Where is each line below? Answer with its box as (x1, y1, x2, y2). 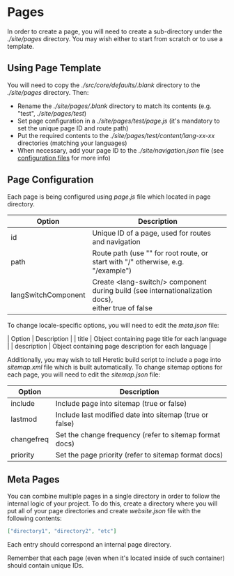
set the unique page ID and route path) (17, 123, 129, 132)
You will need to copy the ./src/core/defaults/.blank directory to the (7, 81, 201, 89)
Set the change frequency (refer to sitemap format (55, 430, 221, 439)
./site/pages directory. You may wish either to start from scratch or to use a (7, 34, 223, 43)
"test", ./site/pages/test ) (17, 109, 87, 117)
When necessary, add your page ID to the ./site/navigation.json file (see (17, 146, 224, 154)
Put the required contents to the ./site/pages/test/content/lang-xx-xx (17, 131, 215, 139)
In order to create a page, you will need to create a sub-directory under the (7, 27, 223, 36)
